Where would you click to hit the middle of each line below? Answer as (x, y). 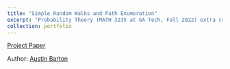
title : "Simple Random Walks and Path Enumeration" (82, 13)
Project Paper (26, 46)
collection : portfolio (39, 26)
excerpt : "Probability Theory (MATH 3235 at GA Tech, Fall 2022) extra (111, 20)
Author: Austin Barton (38, 59)
